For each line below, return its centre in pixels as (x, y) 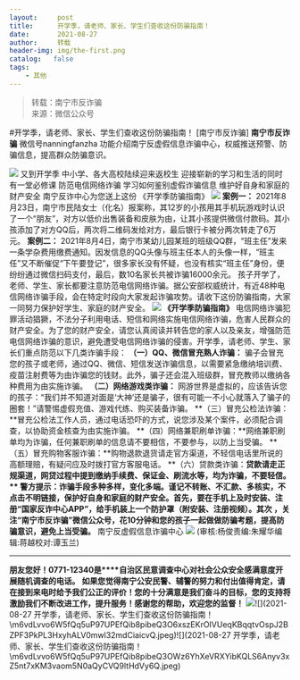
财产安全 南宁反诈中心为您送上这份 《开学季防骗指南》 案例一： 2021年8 (148, 196)
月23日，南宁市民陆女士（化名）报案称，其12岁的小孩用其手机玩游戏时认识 (147, 207)
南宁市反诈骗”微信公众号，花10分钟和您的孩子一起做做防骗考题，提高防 (153, 520)
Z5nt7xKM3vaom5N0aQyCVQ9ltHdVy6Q (84, 666)
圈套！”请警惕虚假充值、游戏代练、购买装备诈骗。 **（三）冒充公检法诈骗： (149, 408)
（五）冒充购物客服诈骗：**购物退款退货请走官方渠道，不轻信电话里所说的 (146, 453)
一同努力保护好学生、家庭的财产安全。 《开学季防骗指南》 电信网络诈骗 (146, 307)
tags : (19, 68)
